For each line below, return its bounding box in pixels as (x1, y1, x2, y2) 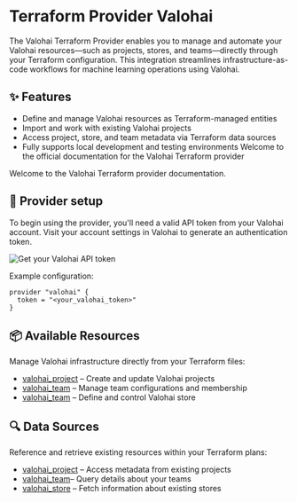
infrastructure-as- (223, 54, 289, 65)
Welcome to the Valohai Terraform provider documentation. (9, 168, 226, 178)
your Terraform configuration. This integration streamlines (9, 54, 222, 65)
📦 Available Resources (9, 328, 140, 343)
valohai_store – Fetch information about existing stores (21, 483, 222, 494)
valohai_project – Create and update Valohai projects (21, 373, 215, 384)
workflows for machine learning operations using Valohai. (29, 64, 240, 75)
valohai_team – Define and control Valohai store (21, 392, 197, 403)
